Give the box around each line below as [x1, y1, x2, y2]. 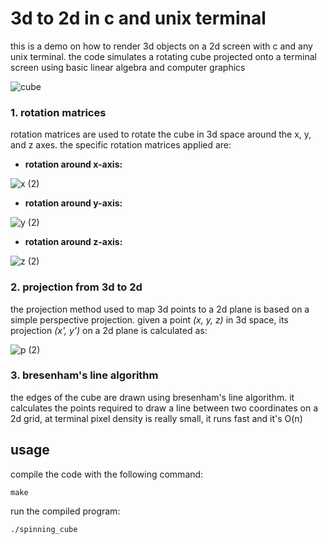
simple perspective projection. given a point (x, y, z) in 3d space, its [10, 313, 289, 326]
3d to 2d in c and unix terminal [10, 7, 267, 30]
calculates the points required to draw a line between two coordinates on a [10, 402, 319, 414]
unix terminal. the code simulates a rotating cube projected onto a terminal [10, 50, 317, 62]
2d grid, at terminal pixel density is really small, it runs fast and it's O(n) [10, 412, 303, 424]
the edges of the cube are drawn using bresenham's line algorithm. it [10, 391, 295, 403]
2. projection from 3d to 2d [10, 280, 143, 294]
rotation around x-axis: [24, 158, 123, 171]
